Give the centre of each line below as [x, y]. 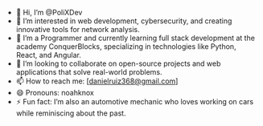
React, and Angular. [49, 55]
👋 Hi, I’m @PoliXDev [49, 12]
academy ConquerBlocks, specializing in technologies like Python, [126, 47]
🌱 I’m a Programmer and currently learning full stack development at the [136, 38]
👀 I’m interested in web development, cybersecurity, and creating [124, 21]
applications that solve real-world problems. [89, 72]
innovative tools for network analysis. [78, 29]
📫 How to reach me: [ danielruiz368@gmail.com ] [97, 81]
